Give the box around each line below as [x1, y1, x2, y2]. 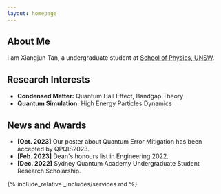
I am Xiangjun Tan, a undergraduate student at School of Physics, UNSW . [7, 54, 215, 62]
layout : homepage [7, 10, 57, 17]
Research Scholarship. [17, 166, 81, 175]
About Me [7, 36, 50, 47]
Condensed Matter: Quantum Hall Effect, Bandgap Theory [17, 92, 184, 100]
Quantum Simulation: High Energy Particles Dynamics [17, 99, 172, 107]
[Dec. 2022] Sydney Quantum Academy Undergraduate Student [17, 160, 200, 168]
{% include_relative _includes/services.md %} [7, 180, 138, 188]
